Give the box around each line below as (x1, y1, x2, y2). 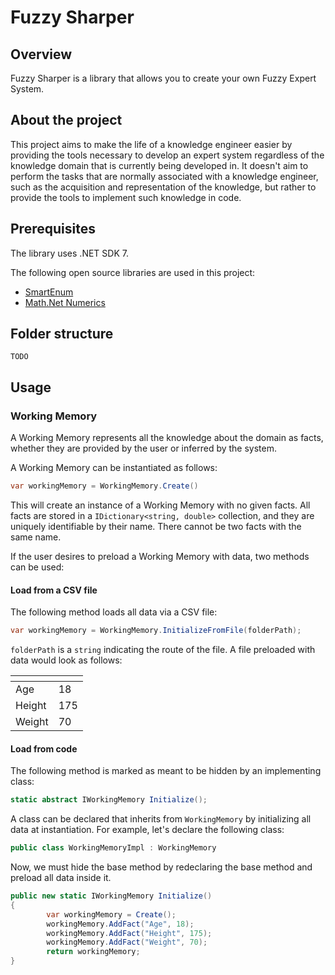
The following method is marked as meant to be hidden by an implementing (10, 765, 322, 777)
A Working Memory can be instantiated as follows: (10, 462, 218, 474)
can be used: (10, 561, 65, 573)
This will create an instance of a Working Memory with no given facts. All (10, 499, 311, 511)
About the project (10, 112, 123, 129)
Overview (10, 46, 73, 63)
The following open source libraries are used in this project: (10, 266, 256, 278)
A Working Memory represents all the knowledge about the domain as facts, (10, 432, 324, 444)
